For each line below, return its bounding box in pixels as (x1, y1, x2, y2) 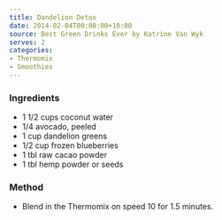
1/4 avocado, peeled (21, 122, 97, 132)
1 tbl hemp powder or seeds (21, 159, 124, 169)
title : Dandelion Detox (9, 12, 97, 22)
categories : (9, 46, 53, 55)
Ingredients (9, 91, 60, 104)
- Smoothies (9, 63, 53, 72)
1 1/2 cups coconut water (21, 112, 113, 122)
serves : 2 (9, 37, 46, 47)
